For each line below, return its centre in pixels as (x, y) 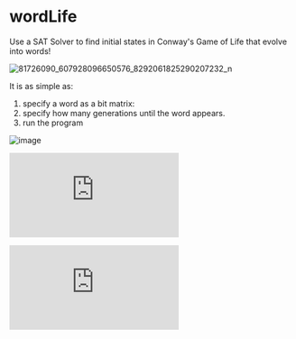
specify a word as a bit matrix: (79, 103)
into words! (30, 50)
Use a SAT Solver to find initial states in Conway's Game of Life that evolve (148, 41)
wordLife (43, 17)
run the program (53, 123)
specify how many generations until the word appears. (124, 113)
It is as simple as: (42, 86)
